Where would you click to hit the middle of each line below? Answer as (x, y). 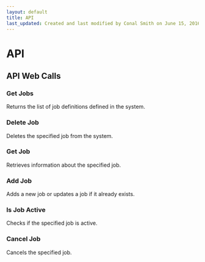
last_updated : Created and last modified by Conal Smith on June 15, (97, 23)
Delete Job (23, 123)
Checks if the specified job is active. (52, 223)
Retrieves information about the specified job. (64, 165)
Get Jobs (20, 93)
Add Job (19, 181)
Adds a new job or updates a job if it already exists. (71, 194)
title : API (20, 18)
